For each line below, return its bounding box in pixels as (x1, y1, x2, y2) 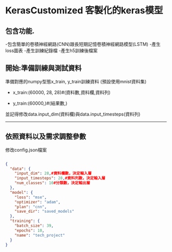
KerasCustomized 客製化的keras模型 (5, 5, 163, 16)
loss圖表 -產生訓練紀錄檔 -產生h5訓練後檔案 (5, 48, 98, 54)
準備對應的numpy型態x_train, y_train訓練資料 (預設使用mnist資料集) (5, 78, 147, 84)
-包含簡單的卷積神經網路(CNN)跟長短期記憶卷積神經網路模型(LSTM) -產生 (5, 41, 161, 47)
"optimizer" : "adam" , (14, 199, 60, 204)
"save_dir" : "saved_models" (14, 209, 74, 214)
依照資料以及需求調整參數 (5, 132, 86, 141)
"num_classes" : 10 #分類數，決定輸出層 (14, 180, 91, 186)
